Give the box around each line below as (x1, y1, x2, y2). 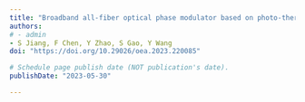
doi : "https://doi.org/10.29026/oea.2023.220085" (9, 47, 202, 56)
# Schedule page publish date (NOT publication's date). (9, 63, 230, 72)
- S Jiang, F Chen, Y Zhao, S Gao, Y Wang (9, 38, 172, 48)
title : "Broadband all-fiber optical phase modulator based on (9, 13, 254, 23)
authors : (9, 22, 43, 31)
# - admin (9, 30, 47, 39)
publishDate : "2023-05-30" (9, 71, 112, 81)
